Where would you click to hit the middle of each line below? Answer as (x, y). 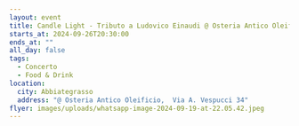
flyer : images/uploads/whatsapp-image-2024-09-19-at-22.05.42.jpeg (137, 108)
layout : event (36, 17)
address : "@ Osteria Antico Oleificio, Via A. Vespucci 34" (133, 100)
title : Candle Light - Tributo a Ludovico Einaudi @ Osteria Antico (139, 26)
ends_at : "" (31, 42)
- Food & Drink (45, 75)
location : (28, 83)
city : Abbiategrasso (55, 91)
